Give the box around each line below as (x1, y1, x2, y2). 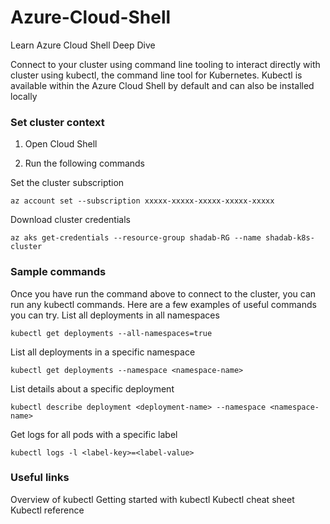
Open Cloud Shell (24, 138, 98, 150)
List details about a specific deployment (10, 382, 175, 395)
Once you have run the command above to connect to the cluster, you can (10, 287, 317, 300)
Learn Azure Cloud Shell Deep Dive (10, 39, 156, 51)
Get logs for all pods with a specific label (10, 428, 178, 440)
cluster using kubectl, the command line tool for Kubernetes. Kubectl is (10, 69, 303, 81)
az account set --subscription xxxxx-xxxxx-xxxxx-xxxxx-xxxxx (10, 196, 275, 206)
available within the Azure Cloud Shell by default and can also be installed (10, 79, 315, 91)
